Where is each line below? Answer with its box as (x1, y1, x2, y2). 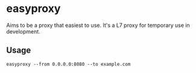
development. (6, 28, 40, 35)
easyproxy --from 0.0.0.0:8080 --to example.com (6, 61, 131, 67)
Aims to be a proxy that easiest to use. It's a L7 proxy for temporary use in (6, 22, 190, 29)
